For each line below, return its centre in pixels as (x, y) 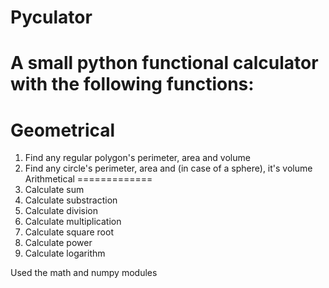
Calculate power (58, 243)
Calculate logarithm (65, 253)
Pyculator (51, 17)
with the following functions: (132, 84)
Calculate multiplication (73, 222)
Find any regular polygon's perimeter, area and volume (137, 158)
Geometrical (63, 130)
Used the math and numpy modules (84, 273)
